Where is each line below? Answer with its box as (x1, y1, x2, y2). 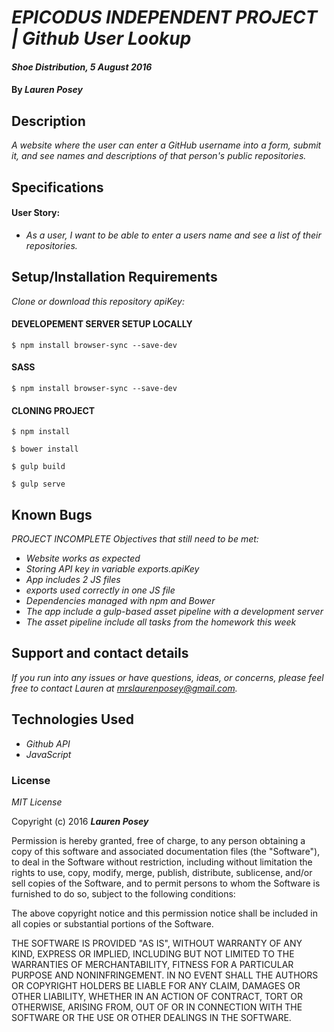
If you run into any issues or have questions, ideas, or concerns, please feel (11, 671, 324, 683)
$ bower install (11, 444, 79, 455)
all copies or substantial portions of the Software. (11, 917, 214, 930)
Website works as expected (25, 552, 141, 565)
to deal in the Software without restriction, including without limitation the (11, 856, 313, 868)
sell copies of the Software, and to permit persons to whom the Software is (11, 877, 321, 889)
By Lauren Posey (11, 84, 83, 96)
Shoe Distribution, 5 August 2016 (11, 61, 153, 73)
